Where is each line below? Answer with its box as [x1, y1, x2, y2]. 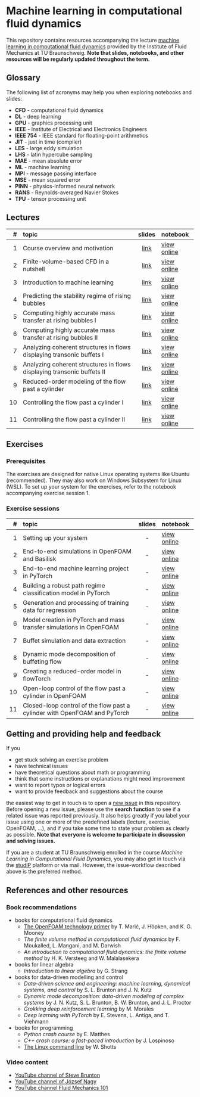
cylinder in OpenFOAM [23, 691, 86, 700]
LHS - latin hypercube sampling [14, 151, 93, 158]
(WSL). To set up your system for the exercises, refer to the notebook [6, 483, 177, 490]
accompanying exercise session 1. [6, 490, 90, 497]
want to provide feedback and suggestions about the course [14, 788, 164, 795]
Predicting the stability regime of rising [23, 291, 131, 300]
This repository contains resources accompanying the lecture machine [6, 36, 180, 43]
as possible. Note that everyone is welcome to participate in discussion [6, 831, 186, 838]
